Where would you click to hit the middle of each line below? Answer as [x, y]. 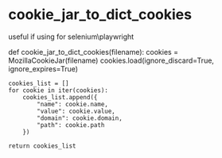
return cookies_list [43, 146]
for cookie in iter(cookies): [58, 90]
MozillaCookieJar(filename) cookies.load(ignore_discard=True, [111, 60]
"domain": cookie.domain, [80, 118]
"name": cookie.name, [73, 104]
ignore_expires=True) [43, 68]
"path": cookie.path [71, 125]
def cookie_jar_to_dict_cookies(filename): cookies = [93, 52]
